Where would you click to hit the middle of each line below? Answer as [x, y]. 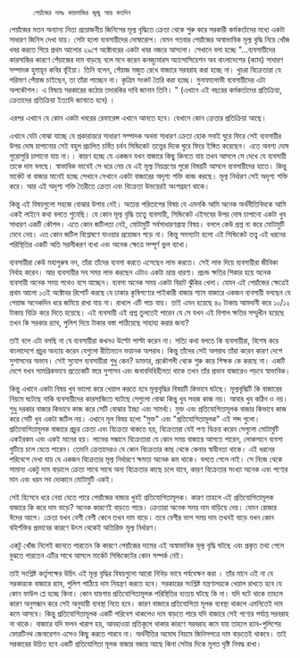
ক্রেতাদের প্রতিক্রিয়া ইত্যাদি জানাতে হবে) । [62, 100]
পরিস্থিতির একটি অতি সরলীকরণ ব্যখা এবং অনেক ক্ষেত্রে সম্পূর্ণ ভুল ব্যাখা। [99, 244]
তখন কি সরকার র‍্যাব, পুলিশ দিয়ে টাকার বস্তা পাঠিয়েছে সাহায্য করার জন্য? [99, 323]
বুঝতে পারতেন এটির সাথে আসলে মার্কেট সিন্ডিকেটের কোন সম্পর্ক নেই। [97, 555]
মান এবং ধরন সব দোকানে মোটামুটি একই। [62, 479]
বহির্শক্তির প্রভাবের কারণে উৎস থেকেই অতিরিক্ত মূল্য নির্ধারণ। [84, 527]
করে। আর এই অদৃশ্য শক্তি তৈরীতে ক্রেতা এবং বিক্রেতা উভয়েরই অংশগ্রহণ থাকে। [110, 186]
